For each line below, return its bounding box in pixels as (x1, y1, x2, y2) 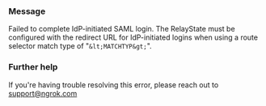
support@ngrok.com (8, 88, 78, 98)
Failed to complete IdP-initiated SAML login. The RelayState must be (8, 24, 236, 34)
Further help (8, 61, 58, 73)
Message (8, 6, 46, 17)
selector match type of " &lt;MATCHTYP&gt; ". (8, 41, 152, 51)
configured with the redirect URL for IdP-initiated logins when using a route (8, 32, 259, 42)
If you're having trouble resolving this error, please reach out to (8, 79, 219, 90)
